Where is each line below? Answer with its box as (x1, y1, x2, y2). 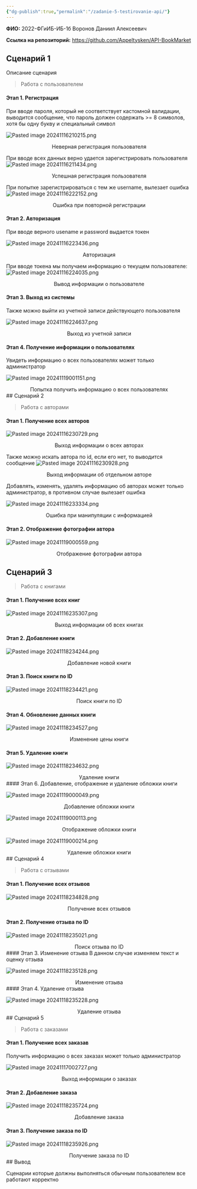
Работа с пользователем (20, 81, 84, 88)
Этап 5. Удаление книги (6, 749, 68, 756)
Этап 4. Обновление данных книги (6, 711, 96, 718)
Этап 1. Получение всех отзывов (6, 880, 90, 888)
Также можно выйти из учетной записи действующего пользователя (6, 307, 181, 314)
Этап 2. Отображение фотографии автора (6, 525, 115, 533)
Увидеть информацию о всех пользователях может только (6, 356, 155, 364)
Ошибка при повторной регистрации (52, 201, 146, 208)
